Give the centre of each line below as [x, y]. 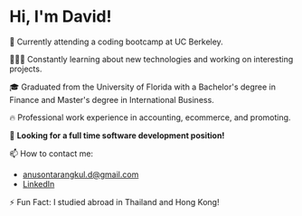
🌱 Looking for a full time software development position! [117, 135]
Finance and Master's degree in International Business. [112, 99]
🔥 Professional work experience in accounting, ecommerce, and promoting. [150, 117]
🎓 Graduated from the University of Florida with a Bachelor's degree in [142, 87]
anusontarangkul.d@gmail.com [80, 174]
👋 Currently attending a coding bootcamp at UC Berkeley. [116, 42]
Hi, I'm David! [61, 17]
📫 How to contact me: [51, 153]
